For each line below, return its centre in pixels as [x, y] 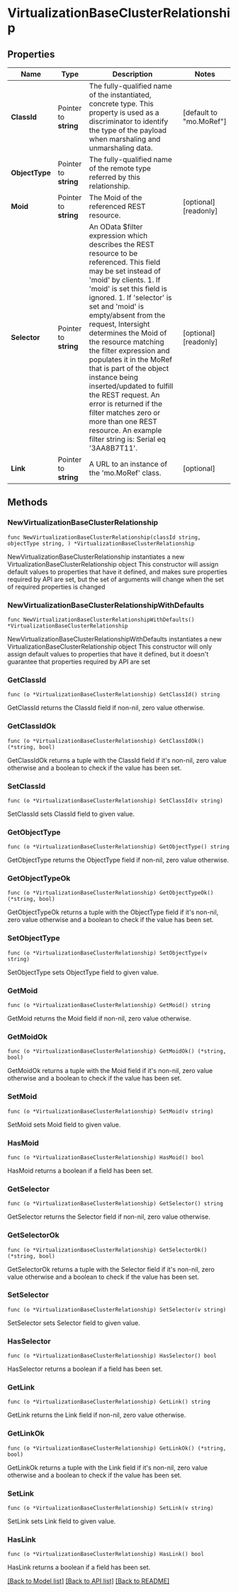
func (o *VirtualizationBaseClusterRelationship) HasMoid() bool [106, 1157]
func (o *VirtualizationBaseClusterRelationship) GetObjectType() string [119, 847]
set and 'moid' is [116, 306]
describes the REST [121, 244]
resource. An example [125, 430]
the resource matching [126, 342]
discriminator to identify [129, 121]
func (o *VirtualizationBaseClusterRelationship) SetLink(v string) [110, 1508]
